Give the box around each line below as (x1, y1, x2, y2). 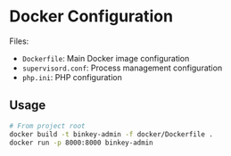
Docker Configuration (9, 6, 174, 27)
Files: (9, 36, 29, 46)
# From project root (9, 121, 87, 130)
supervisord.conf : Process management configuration (21, 62, 223, 73)
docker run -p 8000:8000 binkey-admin (9, 138, 153, 147)
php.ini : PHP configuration (21, 71, 122, 82)
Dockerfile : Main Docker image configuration (21, 53, 190, 63)
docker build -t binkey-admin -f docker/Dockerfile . (9, 129, 214, 139)
